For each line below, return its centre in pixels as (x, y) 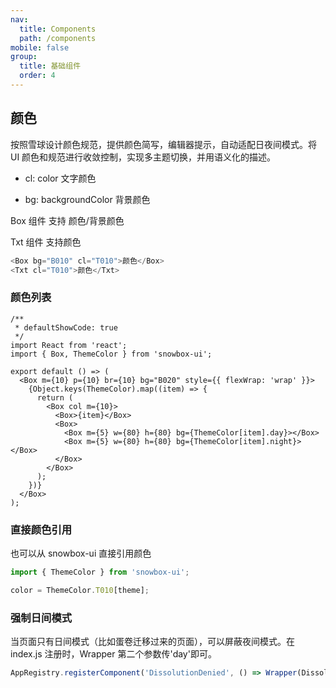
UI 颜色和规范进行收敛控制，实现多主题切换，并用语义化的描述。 (143, 157)
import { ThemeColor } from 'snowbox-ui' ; (100, 572)
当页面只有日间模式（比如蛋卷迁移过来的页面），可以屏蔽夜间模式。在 (152, 642)
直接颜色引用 (41, 529)
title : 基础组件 (50, 66)
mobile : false (40, 47)
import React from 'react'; (69, 345)
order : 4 (37, 76)
